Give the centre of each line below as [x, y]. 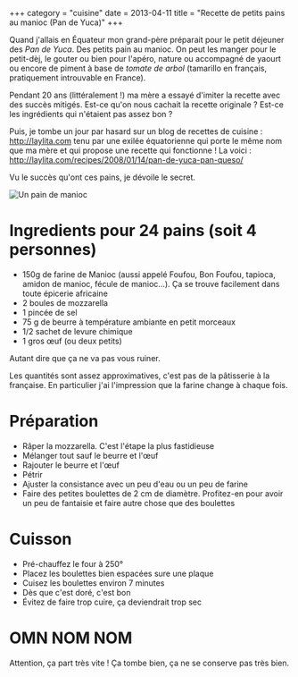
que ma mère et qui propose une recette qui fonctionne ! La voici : [131, 150]
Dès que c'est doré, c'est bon [76, 592]
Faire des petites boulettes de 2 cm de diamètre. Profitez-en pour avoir [153, 493]
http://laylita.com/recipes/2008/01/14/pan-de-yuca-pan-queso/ [126, 160]
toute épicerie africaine [65, 293]
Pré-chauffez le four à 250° [72, 563]
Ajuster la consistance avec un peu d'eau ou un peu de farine [135, 484]
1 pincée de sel [50, 312]
